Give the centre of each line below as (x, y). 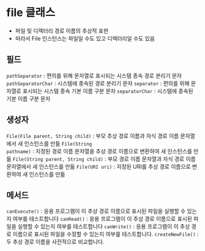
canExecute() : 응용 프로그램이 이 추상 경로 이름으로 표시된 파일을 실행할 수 (96, 211)
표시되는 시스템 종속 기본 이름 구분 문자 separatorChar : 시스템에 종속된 (108, 91)
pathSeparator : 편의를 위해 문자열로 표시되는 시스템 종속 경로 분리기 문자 (94, 75)
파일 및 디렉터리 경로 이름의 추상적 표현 (62, 31)
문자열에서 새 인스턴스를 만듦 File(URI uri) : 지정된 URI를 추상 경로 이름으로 (99, 166)
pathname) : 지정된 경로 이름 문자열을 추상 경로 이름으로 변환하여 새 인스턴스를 (99, 151)
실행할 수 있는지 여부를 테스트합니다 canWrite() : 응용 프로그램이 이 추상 (104, 226)
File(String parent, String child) (58, 159)
